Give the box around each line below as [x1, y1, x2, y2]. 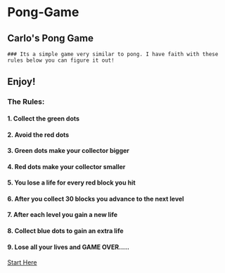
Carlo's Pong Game [7, 32, 94, 44]
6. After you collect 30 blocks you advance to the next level [7, 194, 184, 203]
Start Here [7, 258, 37, 267]
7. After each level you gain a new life [7, 211, 118, 219]
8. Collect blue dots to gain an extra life [7, 227, 124, 235]
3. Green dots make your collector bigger [7, 147, 130, 155]
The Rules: [7, 97, 45, 107]
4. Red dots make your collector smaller [7, 162, 126, 171]
